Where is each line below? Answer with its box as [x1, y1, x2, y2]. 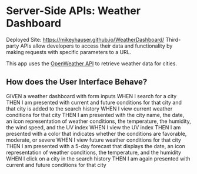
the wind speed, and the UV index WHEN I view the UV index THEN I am [6, 123, 181, 130]
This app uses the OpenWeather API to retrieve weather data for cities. [6, 60, 178, 67]
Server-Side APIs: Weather [6, 4, 141, 18]
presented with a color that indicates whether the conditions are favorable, [6, 130, 187, 137]
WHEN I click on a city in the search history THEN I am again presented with [6, 155, 191, 162]
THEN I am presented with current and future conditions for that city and [6, 99, 182, 106]
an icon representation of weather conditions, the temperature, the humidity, [6, 118, 191, 125]
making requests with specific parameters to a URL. [6, 48, 132, 55]
